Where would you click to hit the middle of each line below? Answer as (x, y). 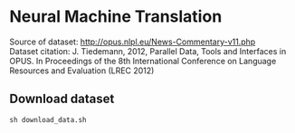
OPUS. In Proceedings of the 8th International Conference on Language (143, 61)
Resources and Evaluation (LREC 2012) (82, 71)
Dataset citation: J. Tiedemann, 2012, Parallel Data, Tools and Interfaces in (148, 51)
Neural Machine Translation (116, 17)
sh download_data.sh (48, 119)
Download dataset (62, 99)
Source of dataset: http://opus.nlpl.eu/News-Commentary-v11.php (133, 42)
